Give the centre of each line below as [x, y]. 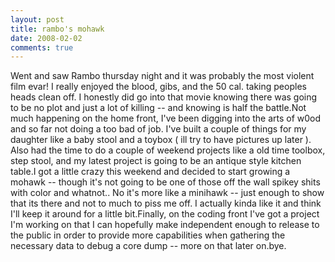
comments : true [42, 47]
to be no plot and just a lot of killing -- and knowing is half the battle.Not [158, 108]
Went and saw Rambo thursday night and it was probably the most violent [162, 76]
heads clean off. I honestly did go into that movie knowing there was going [164, 97]
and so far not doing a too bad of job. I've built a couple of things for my [158, 129]
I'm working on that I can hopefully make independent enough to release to [165, 225]
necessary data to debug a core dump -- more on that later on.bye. [148, 246]
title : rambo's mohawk [57, 29]
